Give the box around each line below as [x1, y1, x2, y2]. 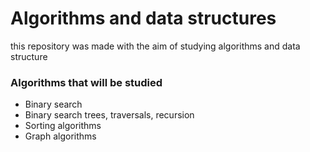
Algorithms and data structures [10, 7, 277, 30]
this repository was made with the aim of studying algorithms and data [10, 40, 301, 52]
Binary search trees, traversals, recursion [24, 109, 195, 121]
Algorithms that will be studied [10, 75, 163, 89]
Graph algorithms [24, 130, 97, 142]
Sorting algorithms [24, 120, 102, 132]
